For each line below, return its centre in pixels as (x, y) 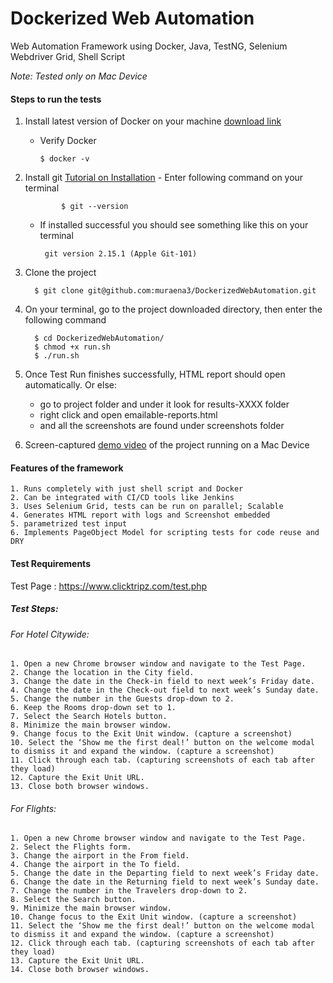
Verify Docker (68, 141)
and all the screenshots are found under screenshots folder (162, 426)
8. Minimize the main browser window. (91, 725)
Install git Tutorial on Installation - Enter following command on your (164, 178)
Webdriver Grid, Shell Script (68, 56)
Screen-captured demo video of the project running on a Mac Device (167, 445)
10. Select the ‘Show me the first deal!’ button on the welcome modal (162, 743)
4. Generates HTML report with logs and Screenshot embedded (140, 515)
